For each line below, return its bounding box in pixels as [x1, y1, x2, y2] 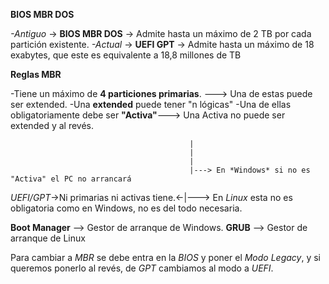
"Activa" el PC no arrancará [10, 174, 132, 184]
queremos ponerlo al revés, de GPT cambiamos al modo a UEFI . [10, 262, 274, 274]
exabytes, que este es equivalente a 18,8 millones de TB [10, 49, 242, 61]
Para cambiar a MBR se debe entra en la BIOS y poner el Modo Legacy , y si [10, 252, 322, 263]
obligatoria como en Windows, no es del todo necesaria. [10, 202, 243, 214]
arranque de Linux [10, 232, 86, 244]
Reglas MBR [10, 69, 62, 80]
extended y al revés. [10, 120, 94, 131]
